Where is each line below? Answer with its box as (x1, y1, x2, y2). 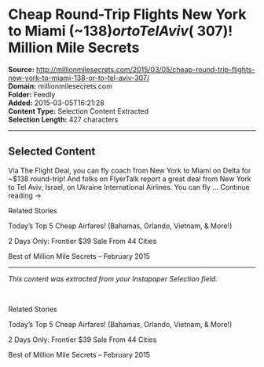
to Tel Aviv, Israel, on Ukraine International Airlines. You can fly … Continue (8, 182, 250, 191)
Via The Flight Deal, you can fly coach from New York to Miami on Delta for (8, 165, 251, 175)
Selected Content (8, 145, 96, 158)
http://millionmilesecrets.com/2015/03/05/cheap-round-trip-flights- (36, 64, 255, 74)
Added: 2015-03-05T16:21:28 (8, 98, 104, 107)
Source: (8, 64, 35, 74)
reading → (8, 191, 42, 200)
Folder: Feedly (8, 89, 56, 99)
